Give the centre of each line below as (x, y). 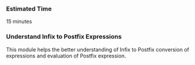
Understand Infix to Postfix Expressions (64, 37)
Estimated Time (29, 9)
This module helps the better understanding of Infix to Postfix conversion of (98, 49)
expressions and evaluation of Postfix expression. (66, 56)
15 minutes (19, 22)
